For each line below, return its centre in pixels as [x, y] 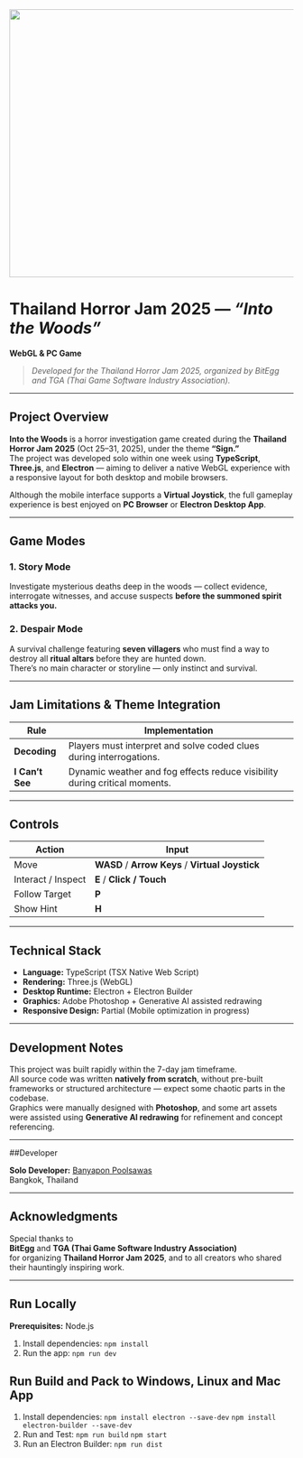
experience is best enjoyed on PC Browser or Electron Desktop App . [138, 504]
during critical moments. [119, 783]
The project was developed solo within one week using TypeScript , [135, 458]
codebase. [29, 1098]
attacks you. [33, 606]
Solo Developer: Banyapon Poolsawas [81, 1170]
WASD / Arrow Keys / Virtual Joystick [177, 865]
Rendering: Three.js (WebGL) [78, 982]
